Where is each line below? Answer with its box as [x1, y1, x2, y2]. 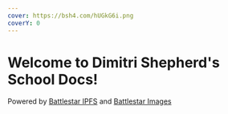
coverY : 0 [7, 19, 41, 27]
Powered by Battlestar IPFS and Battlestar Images [7, 96, 172, 106]
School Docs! [7, 70, 98, 88]
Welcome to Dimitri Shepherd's [7, 53, 220, 72]
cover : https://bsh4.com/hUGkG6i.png [7, 11, 134, 20]
